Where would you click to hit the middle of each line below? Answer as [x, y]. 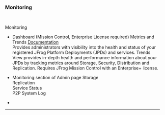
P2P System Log [29, 93]
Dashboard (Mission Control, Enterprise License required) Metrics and [83, 37]
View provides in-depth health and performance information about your [84, 58]
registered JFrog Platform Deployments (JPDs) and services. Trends [81, 52]
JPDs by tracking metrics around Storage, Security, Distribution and [81, 63]
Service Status [27, 88]
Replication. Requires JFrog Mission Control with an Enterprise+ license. [85, 68]
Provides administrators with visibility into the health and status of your [84, 47]
